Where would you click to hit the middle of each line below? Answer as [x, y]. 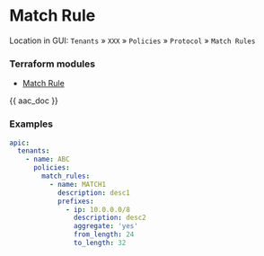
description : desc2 [110, 218]
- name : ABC [48, 159]
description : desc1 [93, 193]
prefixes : [75, 201]
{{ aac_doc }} [34, 101]
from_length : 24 [104, 234]
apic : [19, 143]
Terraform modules [53, 64]
